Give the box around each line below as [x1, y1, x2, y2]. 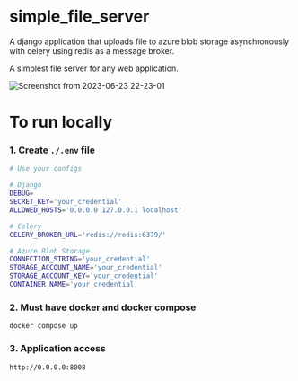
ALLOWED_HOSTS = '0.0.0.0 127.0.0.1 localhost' [9, 205, 182, 215]
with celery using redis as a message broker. [9, 45, 175, 56]
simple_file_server [9, 6, 150, 27]
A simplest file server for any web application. [9, 63, 180, 74]
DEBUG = [9, 189, 34, 199]
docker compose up [9, 322, 78, 331]
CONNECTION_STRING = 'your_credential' [9, 254, 151, 264]
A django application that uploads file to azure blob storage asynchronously [9, 36, 290, 47]
